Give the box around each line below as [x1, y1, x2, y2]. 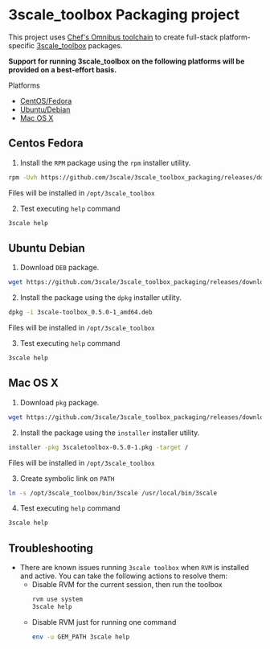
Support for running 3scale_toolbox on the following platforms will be [8, 56, 245, 66]
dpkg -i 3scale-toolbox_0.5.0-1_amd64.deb [8, 308, 153, 317]
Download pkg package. [19, 397, 100, 407]
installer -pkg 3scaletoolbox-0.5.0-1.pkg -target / [8, 443, 189, 451]
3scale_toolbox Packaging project [8, 6, 239, 24]
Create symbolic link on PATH [19, 473, 115, 483]
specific [8, 40, 35, 50]
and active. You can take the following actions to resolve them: [19, 571, 227, 581]
